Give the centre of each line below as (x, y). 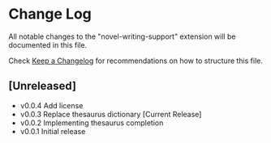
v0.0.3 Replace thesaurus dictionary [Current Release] (111, 114)
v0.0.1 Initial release (53, 131)
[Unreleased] (43, 86)
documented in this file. (48, 44)
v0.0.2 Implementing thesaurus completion (92, 123)
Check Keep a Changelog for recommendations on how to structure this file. (136, 61)
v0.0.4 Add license (52, 105)
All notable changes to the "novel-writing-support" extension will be (122, 36)
